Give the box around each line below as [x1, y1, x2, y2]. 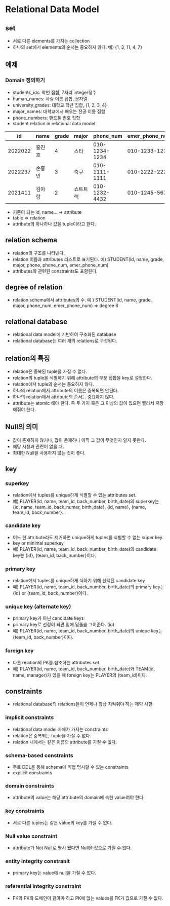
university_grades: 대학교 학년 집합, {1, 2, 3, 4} [12, 102, 107, 108]
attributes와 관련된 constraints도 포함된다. [12, 268, 98, 274]
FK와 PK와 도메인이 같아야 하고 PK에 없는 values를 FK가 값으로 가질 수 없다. [12, 895, 163, 901]
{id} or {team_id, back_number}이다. [12, 590, 88, 596]
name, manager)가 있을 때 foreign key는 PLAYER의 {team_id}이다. [12, 672, 148, 678]
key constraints [5, 807, 45, 814]
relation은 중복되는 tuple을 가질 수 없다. [12, 732, 92, 738]
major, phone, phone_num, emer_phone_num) [12, 262, 109, 268]
